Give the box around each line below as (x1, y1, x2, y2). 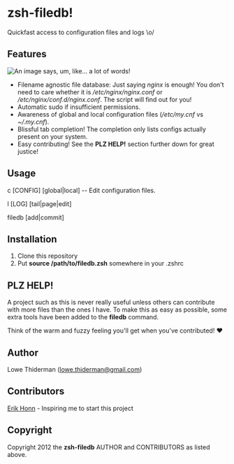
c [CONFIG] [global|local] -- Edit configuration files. (7, 186, 156, 194)
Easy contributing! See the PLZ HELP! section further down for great (17, 140, 214, 148)
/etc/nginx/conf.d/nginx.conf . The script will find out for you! (17, 95, 192, 103)
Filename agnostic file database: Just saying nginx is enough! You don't (17, 80, 225, 89)
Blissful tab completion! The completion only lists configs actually (17, 124, 206, 133)
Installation (7, 233, 57, 245)
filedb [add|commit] (7, 213, 64, 222)
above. (7, 450, 27, 458)
